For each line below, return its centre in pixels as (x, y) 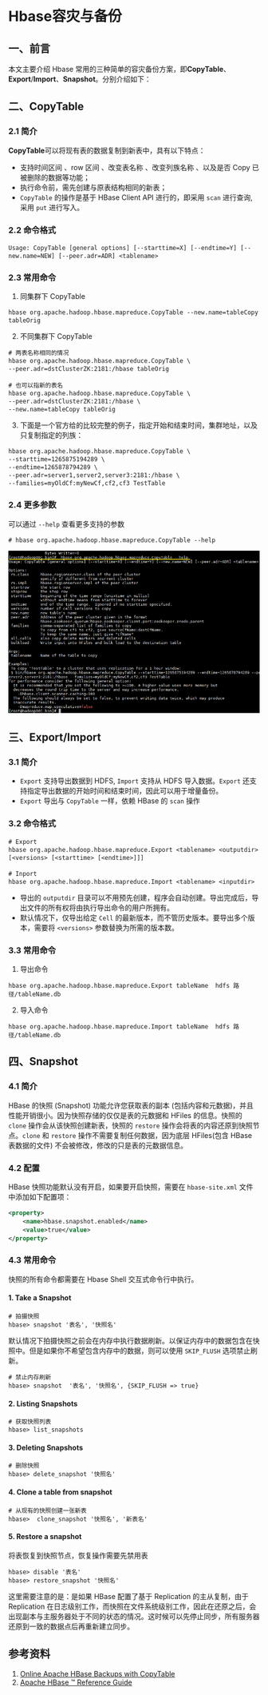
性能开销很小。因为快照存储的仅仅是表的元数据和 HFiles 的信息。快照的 (125, 1115)
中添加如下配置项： (40, 1197)
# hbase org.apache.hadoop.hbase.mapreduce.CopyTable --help (112, 540)
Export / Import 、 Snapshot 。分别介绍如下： (80, 79)
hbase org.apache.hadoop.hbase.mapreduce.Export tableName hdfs (119, 986)
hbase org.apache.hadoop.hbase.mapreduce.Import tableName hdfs (119, 1027)
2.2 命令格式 (32, 230)
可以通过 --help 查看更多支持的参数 (67, 523)
